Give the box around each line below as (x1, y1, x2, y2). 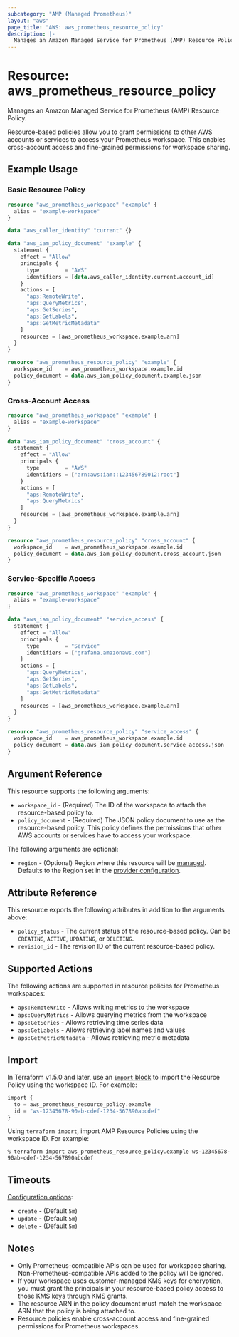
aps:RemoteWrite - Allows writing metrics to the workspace (17, 1003, 190, 1012)
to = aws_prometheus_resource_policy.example (14, 1100, 152, 1108)
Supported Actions (7, 963, 93, 975)
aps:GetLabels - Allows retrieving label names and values (17, 1026, 186, 1034)
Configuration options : (7, 1193, 73, 1202)
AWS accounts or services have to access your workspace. (17, 831, 192, 840)
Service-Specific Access (7, 574, 96, 584)
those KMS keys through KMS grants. (17, 1291, 128, 1301)
